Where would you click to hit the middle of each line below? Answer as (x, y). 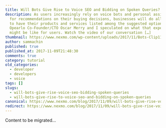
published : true (22, 46)
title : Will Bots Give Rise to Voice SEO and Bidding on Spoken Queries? (83, 10)
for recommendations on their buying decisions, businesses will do (82, 19)
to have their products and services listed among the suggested (78, 23)
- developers (23, 74)
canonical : (16, 102)
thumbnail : (16, 38)
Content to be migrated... (31, 120)
